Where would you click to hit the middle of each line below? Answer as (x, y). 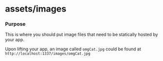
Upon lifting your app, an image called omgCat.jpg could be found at (73, 49)
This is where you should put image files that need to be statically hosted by (81, 34)
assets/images (36, 9)
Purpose (15, 24)
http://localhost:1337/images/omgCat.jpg (48, 54)
